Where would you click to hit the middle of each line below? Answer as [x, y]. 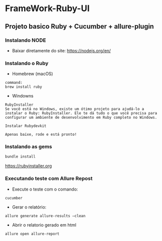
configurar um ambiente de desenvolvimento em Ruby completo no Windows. [81, 118]
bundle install [20, 157]
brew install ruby [24, 87]
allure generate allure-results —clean [45, 216]
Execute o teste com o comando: [45, 189]
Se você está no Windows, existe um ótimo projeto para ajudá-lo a [75, 109]
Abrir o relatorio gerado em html [44, 225]
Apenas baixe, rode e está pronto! [41, 135]
